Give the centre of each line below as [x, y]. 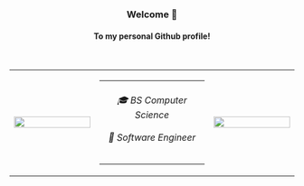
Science [152, 115]
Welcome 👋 [152, 14]
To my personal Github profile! [152, 36]
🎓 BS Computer [152, 100]
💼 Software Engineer [152, 137]
